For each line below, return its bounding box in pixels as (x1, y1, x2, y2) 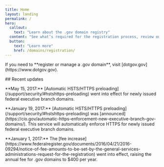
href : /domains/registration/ (14, 48, 76, 53)
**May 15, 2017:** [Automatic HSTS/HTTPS (5, 85, 95, 91)
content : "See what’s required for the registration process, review (9, 35, 154, 40)
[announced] (100, 110, 126, 116)
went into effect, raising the (96, 151, 152, 157)
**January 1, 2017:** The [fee (5, 135, 67, 142)
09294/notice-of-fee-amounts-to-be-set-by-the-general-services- (5, 146, 141, 152)
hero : (5, 21, 16, 26)
